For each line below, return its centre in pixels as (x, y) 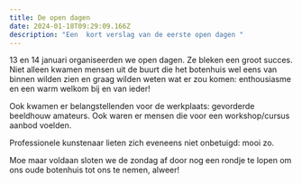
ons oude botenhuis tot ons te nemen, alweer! (95, 170)
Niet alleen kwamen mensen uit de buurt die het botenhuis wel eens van (143, 69)
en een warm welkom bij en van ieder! (80, 89)
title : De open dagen (50, 18)
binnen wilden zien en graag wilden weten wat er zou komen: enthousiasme (150, 79)
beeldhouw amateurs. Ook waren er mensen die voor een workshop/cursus (150, 116)
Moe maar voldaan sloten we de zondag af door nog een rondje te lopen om (151, 161)
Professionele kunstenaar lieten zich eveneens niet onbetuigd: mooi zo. (142, 143)
